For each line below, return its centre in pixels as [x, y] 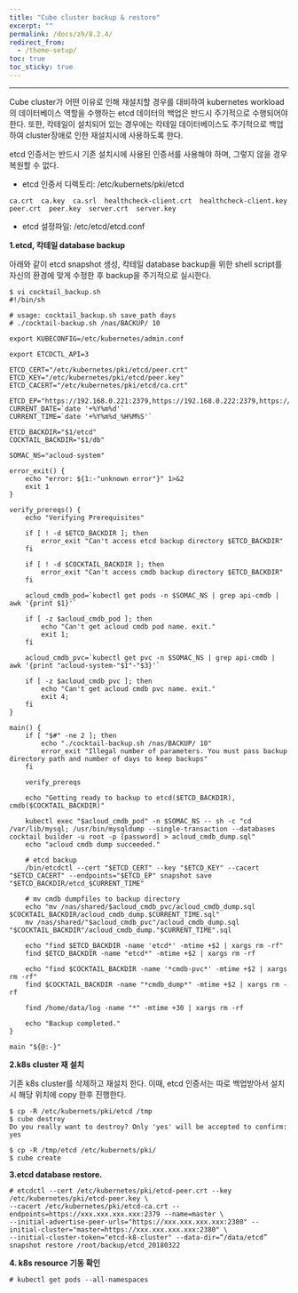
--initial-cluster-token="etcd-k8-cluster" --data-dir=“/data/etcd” [138, 1237]
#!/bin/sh [27, 300]
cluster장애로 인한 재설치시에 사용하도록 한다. [104, 135]
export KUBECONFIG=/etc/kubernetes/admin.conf [97, 339]
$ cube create [35, 1158]
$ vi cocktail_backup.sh [55, 292]
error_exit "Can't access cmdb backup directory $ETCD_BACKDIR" [162, 572]
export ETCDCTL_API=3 [49, 354]
